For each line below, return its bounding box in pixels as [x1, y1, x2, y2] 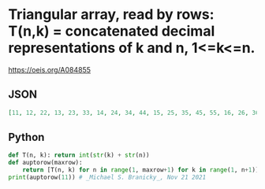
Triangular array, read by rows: [8, 6, 215, 24]
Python [8, 131, 45, 144]
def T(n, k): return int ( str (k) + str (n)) [8, 151, 150, 159]
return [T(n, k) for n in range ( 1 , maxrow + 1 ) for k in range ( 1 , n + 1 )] [22, 166, 259, 174]
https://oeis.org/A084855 [8, 65, 91, 74]
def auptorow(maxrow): [8, 159, 83, 167]
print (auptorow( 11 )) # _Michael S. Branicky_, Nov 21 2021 [8, 173, 207, 182]
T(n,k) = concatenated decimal [8, 22, 215, 40]
